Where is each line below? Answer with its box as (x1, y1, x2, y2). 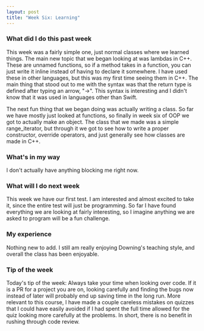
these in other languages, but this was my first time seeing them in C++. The (6, 74, 199, 81)
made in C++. (6, 137, 41, 145)
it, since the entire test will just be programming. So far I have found (6, 202, 177, 210)
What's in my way (6, 152, 60, 161)
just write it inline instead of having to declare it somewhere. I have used (6, 67, 188, 75)
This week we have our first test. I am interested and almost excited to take (6, 196, 194, 203)
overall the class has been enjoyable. (6, 250, 99, 258)
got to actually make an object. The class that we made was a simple (6, 118, 179, 125)
